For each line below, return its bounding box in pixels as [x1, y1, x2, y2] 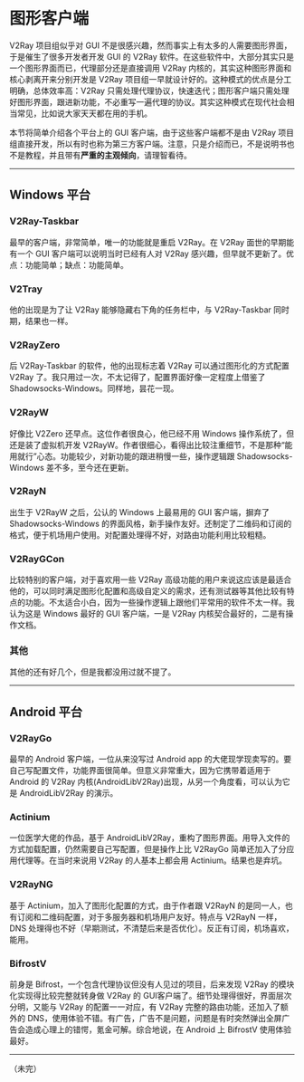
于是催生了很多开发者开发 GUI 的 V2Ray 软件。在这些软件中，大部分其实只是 [9, 51, 295, 62]
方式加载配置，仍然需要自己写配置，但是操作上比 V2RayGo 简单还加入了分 [9, 844, 287, 855]
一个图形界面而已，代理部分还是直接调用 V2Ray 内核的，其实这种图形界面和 [9, 62, 292, 73]
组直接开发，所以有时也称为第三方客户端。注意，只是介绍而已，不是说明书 [9, 138, 287, 149]
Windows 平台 [9, 187, 90, 203]
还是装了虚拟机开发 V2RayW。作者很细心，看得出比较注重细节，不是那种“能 [9, 439, 293, 450]
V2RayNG [9, 878, 54, 891]
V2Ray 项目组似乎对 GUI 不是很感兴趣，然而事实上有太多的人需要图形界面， [9, 40, 292, 51]
